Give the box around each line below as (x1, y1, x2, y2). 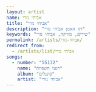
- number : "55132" (12, 59, 59, 65)
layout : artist (6, 8, 45, 15)
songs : (6, 54, 23, 60)
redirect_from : (6, 43, 45, 49)
